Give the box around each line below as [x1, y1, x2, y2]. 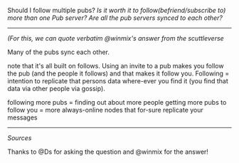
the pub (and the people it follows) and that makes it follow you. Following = [7, 69, 230, 78]
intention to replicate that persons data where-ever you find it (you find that [7, 77, 229, 85]
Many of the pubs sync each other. [7, 48, 110, 56]
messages [7, 113, 38, 122]
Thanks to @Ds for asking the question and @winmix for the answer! [7, 147, 208, 156]
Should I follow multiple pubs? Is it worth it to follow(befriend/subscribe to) [7, 6, 226, 14]
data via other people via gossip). [7, 85, 105, 93]
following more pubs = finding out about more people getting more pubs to [7, 98, 227, 106]
